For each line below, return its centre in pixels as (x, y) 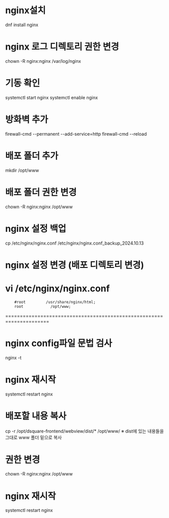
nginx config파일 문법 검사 (59, 343)
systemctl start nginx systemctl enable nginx (52, 97)
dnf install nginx (22, 25)
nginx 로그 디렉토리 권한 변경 (62, 47)
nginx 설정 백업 (36, 229)
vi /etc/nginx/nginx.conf (58, 288)
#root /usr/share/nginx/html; (55, 302)
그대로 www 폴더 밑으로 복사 (34, 437)
